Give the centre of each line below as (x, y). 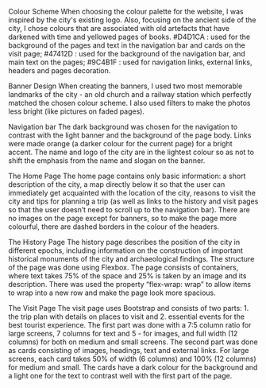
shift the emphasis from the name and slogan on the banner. (107, 161)
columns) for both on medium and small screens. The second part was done (133, 342)
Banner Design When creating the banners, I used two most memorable (125, 86)
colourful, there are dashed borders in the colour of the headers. (114, 227)
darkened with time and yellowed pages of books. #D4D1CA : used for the (129, 37)
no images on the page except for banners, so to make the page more (122, 218)
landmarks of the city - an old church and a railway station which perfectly (130, 94)
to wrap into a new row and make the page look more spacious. (112, 293)
